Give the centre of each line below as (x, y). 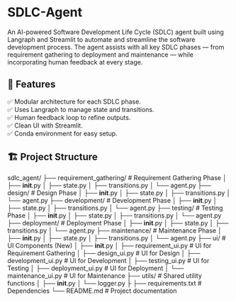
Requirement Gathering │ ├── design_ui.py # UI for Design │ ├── (104, 253)
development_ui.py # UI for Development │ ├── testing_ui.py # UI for (108, 260)
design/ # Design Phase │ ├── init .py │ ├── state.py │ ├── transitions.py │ (119, 193)
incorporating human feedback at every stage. (75, 62)
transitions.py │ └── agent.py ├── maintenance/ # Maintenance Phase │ (114, 230)
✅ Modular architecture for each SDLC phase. (74, 101)
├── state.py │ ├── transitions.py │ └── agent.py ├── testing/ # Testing (115, 208)
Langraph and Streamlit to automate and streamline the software (101, 39)
